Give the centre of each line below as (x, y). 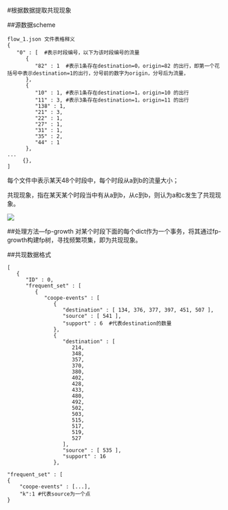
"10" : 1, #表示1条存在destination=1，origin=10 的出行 (112, 93)
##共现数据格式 (29, 255)
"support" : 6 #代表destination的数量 (117, 323)
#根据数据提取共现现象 (39, 10)
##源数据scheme (31, 25)
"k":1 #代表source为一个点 (55, 494)
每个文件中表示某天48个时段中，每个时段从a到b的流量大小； (93, 180)
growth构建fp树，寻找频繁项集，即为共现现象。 (74, 240)
